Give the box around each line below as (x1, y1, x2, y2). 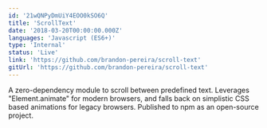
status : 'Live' (8, 48, 59, 56)
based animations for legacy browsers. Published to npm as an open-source (8, 102, 259, 111)
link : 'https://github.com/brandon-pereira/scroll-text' (8, 56, 202, 64)
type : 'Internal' (8, 41, 66, 49)
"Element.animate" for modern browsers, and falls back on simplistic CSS (8, 93, 249, 103)
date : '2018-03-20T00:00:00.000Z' (8, 26, 124, 34)
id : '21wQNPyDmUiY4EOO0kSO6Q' (8, 11, 109, 20)
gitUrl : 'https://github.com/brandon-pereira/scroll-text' (8, 64, 209, 72)
